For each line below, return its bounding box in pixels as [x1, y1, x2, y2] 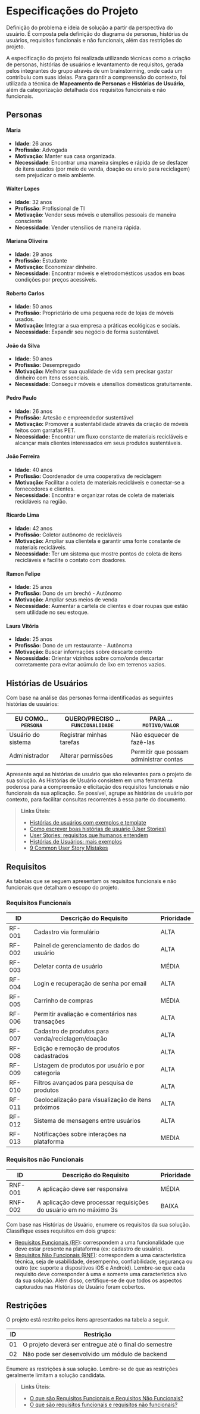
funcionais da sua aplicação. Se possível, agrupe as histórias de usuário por [6, 789, 193, 797]
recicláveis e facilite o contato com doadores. [14, 556, 127, 563]
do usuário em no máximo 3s [36, 1205, 118, 1214]
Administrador [9, 752, 49, 760]
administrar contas [130, 755, 183, 764]
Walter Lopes [6, 185, 40, 192]
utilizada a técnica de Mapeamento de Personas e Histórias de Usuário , [6, 79, 185, 87]
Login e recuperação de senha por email [33, 980, 147, 988]
